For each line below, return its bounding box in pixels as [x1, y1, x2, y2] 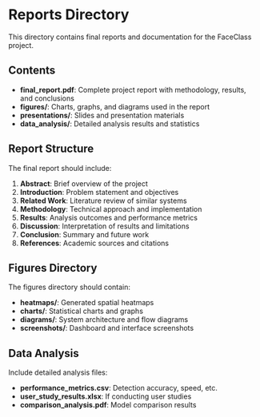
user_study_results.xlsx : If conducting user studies [19, 391, 192, 401]
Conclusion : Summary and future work [19, 229, 150, 239]
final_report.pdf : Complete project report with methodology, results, [19, 85, 246, 94]
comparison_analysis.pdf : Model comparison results [19, 400, 197, 410]
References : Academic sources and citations [19, 238, 170, 248]
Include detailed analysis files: [8, 367, 108, 377]
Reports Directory [8, 6, 130, 24]
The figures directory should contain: [8, 282, 130, 292]
